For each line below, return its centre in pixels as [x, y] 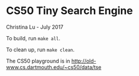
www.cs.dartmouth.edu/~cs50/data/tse [54, 67]
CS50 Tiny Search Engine [69, 11]
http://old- [84, 61]
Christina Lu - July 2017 [35, 27]
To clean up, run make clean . [40, 49]
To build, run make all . [33, 38]
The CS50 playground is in [38, 61]
